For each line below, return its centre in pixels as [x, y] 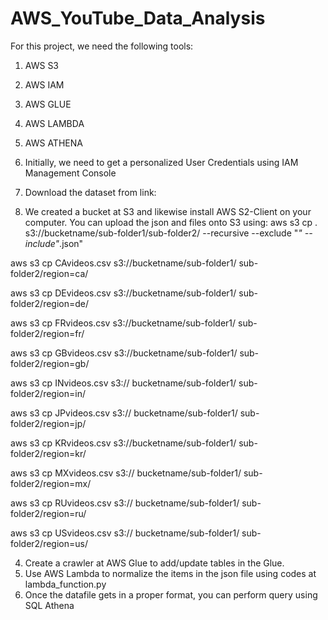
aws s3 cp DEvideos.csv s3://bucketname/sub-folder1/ [123, 293]
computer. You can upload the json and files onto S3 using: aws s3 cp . [171, 222]
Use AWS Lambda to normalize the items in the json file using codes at [170, 573]
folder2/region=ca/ [49, 273]
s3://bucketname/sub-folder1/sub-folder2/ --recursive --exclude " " [163, 233]
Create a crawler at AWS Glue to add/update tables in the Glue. [154, 563]
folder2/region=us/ [49, 543]
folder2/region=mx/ [51, 483]
